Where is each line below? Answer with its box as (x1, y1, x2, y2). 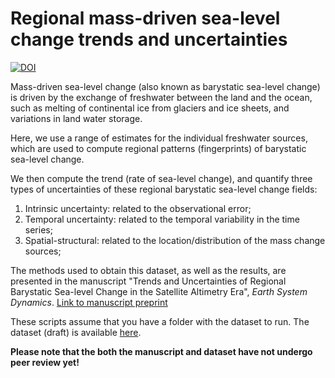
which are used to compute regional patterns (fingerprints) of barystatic (10, 142, 307, 154)
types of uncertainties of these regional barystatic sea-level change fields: (10, 183, 318, 195)
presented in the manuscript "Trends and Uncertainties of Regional (10, 275, 287, 287)
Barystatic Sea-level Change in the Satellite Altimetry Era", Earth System (10, 285, 308, 297)
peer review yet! (10, 356, 80, 368)
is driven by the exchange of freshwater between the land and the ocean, (10, 91, 313, 103)
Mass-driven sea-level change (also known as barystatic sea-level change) (10, 80, 321, 92)
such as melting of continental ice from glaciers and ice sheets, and (10, 102, 290, 114)
